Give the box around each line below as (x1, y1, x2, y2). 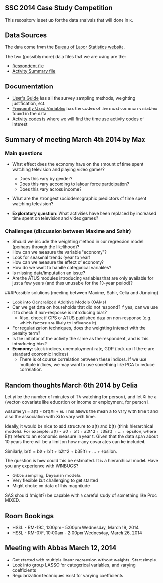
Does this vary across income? (19, 186, 81, 192)
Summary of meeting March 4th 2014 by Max (5, 135, 145, 144)
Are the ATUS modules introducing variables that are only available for (12, 275, 154, 281)
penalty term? (12, 330, 41, 336)
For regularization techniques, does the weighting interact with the (12, 325, 146, 331)
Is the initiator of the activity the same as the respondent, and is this (12, 336, 149, 342)
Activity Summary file (12, 68, 56, 74)
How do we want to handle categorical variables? (12, 265, 111, 271)
